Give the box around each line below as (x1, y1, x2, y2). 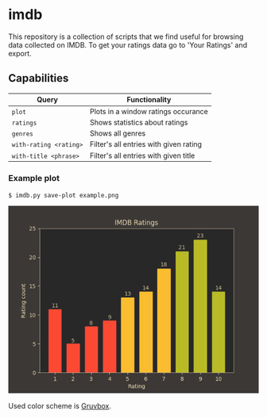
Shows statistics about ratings (90, 117, 188, 127)
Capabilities (8, 71, 69, 85)
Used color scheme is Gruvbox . (8, 401, 112, 411)
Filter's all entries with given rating (90, 140, 203, 149)
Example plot (8, 172, 60, 183)
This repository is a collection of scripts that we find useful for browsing (8, 32, 244, 41)
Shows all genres (90, 128, 146, 138)
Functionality (126, 95, 172, 105)
